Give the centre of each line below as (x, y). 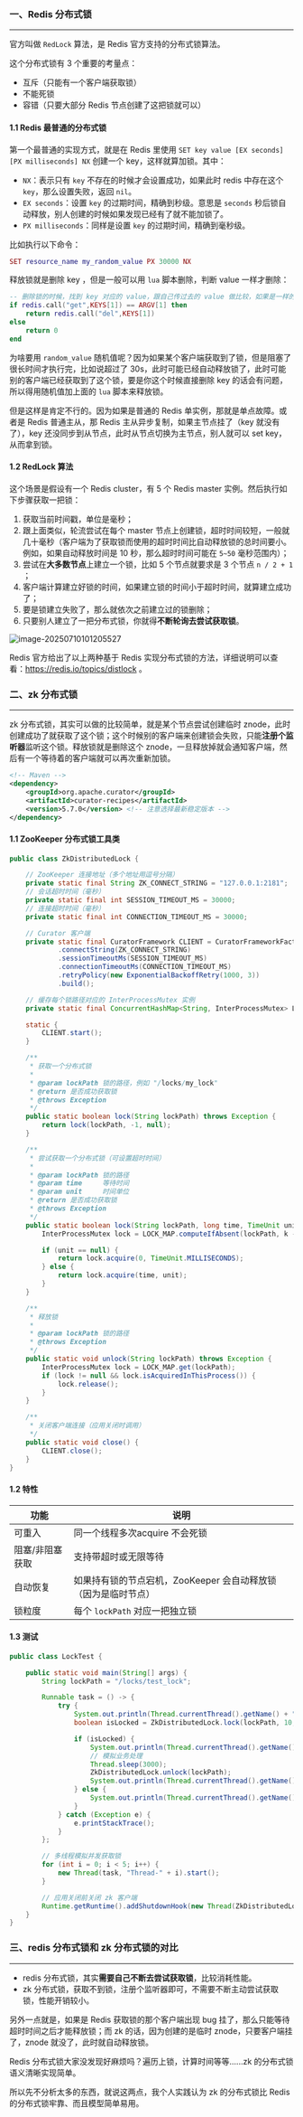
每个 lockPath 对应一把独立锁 (135, 1611)
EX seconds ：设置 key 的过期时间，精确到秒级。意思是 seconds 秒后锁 (150, 202)
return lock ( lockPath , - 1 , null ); (106, 1125)
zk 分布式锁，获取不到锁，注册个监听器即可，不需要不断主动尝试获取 (151, 1989)
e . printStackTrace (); (114, 1823)
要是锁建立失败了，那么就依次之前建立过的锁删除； (117, 609)
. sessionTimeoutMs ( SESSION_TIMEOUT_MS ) (132, 959)
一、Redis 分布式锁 (51, 14)
